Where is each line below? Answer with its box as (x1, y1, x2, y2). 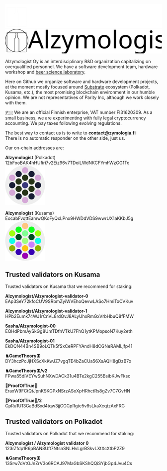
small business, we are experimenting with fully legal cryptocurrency (5, 115, 146, 121)
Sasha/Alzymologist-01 (5, 338, 55, 344)
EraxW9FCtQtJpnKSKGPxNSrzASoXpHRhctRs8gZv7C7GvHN (5, 388, 131, 394)
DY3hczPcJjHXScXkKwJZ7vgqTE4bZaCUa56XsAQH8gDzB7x (5, 358, 132, 364)
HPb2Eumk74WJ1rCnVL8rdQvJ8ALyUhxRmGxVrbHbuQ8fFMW (5, 313, 134, 319)
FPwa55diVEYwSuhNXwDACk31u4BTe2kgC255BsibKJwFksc (5, 373, 131, 379)
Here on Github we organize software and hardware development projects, (5, 79, 159, 85)
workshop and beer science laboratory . (5, 69, 86, 75)
